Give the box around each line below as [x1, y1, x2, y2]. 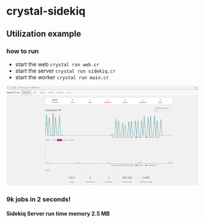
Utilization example [6, 29, 81, 39]
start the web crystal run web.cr [15, 60, 99, 68]
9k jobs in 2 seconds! [6, 195, 71, 204]
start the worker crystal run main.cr [15, 73, 109, 80]
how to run [6, 47, 39, 55]
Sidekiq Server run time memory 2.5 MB [6, 210, 110, 218]
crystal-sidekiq [6, 4, 86, 18]
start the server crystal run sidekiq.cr [15, 67, 116, 74]
